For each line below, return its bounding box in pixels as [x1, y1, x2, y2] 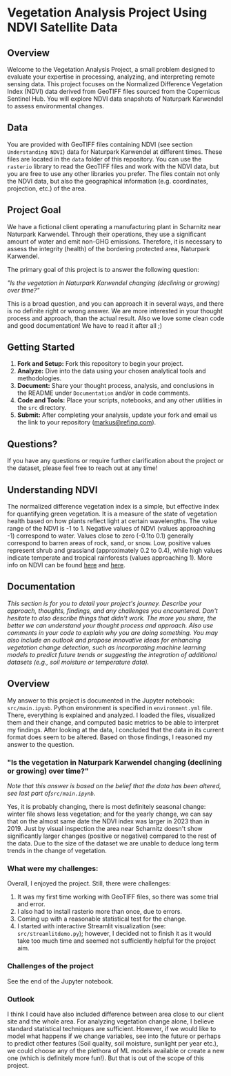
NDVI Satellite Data [7, 19, 119, 35]
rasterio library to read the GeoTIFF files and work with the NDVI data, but [7, 162, 219, 170]
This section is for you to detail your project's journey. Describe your [7, 599, 202, 607]
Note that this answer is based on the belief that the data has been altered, [7, 781, 222, 790]
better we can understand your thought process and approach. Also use [7, 621, 214, 629]
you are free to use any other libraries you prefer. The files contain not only [7, 169, 221, 177]
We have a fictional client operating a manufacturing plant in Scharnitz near [7, 222, 221, 231]
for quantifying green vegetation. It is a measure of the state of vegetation [7, 509, 217, 518]
